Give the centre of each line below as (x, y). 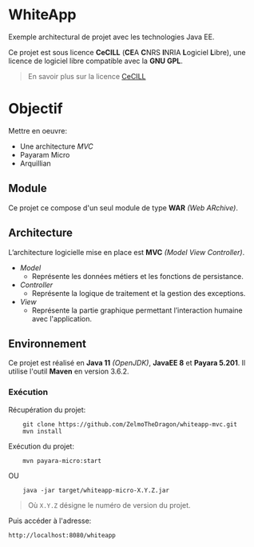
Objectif (36, 109)
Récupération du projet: (47, 409)
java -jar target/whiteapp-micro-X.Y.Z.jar (96, 490)
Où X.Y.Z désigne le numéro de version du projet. (109, 505)
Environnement (47, 343)
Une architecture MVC (56, 146)
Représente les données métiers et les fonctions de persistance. (137, 276)
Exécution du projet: (41, 446)
